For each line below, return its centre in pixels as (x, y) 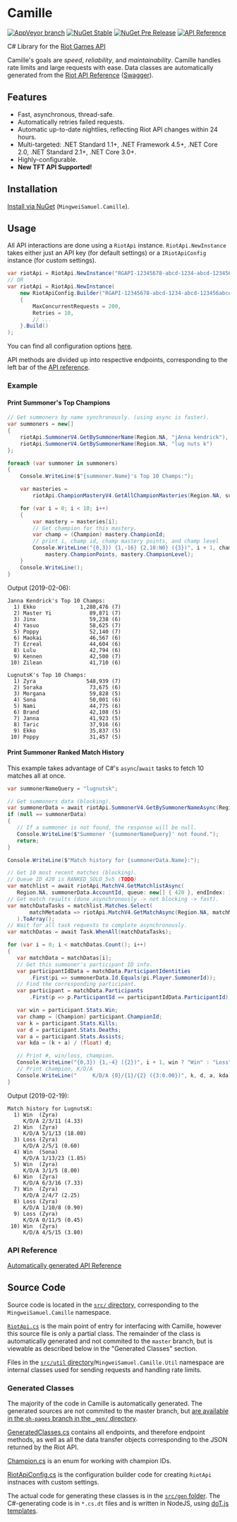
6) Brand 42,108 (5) (67, 712)
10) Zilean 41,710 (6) (66, 663)
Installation (32, 189)
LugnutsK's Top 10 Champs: (47, 675)
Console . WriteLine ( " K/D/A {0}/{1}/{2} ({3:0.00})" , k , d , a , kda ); (126, 1075)
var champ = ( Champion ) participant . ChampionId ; (89, 1016)
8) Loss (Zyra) (36, 1201)
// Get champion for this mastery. (85, 528)
